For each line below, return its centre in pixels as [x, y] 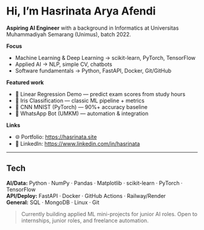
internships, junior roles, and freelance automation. [85, 220]
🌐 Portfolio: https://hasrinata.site [56, 137]
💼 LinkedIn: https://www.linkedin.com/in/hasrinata [77, 143]
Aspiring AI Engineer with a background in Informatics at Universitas [93, 28]
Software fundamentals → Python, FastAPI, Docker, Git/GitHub [93, 70]
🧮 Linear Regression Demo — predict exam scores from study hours [100, 94]
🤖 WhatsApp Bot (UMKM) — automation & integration [82, 113]
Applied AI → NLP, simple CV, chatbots [63, 64]
